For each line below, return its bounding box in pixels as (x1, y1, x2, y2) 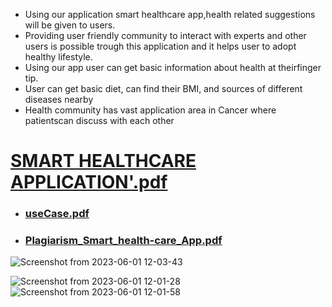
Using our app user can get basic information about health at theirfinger (24, 62, 322, 73)
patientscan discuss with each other (24, 115, 175, 126)
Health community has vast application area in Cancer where (24, 104, 277, 116)
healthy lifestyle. (24, 51, 93, 63)
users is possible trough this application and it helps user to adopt (24, 40, 297, 52)
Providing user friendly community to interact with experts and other (24, 30, 307, 41)
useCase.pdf (24, 207, 90, 221)
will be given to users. (24, 19, 116, 31)
